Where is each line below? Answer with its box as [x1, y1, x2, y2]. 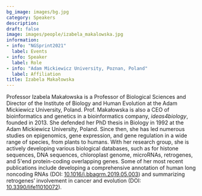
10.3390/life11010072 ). [6, 183, 62, 191]
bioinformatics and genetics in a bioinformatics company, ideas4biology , [6, 113, 188, 120]
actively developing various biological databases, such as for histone [6, 145, 179, 152]
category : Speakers [6, 15, 56, 21]
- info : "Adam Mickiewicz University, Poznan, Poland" [6, 65, 148, 72]
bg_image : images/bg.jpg [6, 8, 69, 15]
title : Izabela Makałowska [6, 76, 75, 83]
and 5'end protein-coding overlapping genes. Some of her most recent [6, 158, 183, 165]
